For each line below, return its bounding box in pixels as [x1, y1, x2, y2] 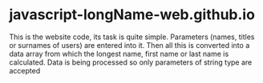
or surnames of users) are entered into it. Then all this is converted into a [9, 40, 250, 49]
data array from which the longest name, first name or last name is [9, 49, 229, 58]
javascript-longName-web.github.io [9, 6, 256, 24]
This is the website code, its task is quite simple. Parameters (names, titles [9, 32, 255, 41]
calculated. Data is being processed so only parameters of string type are [9, 57, 253, 67]
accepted [9, 65, 41, 75]
